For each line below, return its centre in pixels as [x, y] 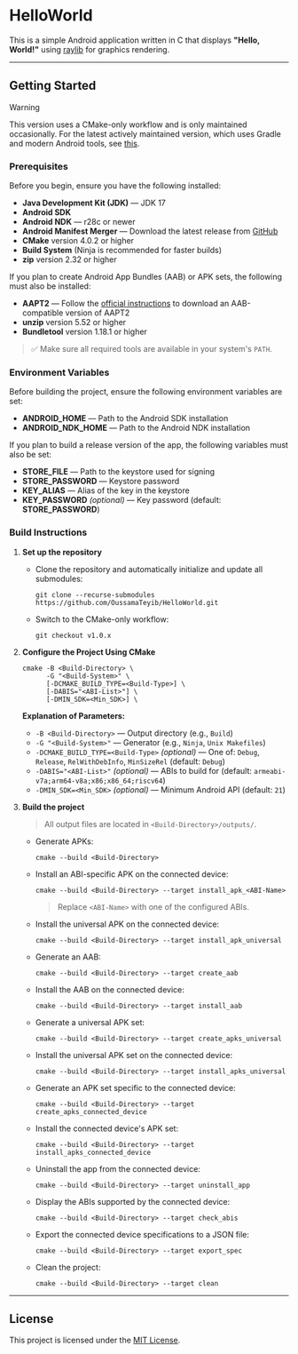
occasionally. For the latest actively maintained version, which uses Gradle [145, 133]
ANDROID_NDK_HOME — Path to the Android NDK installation [136, 428]
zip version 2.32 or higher [69, 259]
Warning [24, 107]
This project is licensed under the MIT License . [95, 1340]
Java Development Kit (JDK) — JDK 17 [94, 203]
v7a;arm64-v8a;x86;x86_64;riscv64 [99, 781]
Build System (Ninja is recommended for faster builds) [122, 251]
